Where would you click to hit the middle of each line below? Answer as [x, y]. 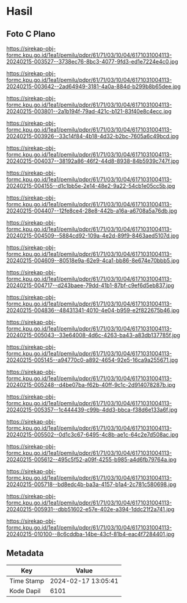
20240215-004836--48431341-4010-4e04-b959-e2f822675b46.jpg [93, 310]
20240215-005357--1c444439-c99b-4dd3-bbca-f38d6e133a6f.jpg [92, 410]
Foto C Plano [31, 34]
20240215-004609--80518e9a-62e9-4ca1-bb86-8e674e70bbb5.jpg [93, 260]
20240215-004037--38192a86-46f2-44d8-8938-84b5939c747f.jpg [93, 161]
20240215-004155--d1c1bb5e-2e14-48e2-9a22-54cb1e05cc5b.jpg [91, 186]
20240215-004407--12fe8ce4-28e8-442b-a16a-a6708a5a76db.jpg [92, 211]
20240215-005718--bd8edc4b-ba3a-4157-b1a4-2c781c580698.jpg [91, 484]
